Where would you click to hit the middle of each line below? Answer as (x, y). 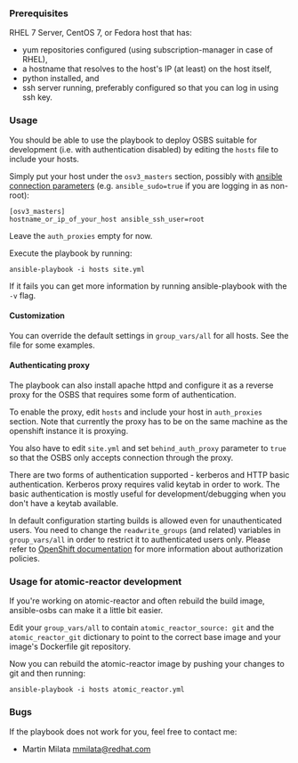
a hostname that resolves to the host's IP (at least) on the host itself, (147, 69)
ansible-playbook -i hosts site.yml (77, 269)
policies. (24, 558)
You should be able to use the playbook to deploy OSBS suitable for (133, 140)
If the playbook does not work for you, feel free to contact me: (123, 731)
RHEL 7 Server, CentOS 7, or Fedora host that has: (101, 33)
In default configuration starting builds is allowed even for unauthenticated (146, 521)
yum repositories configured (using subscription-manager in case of (147, 50)
